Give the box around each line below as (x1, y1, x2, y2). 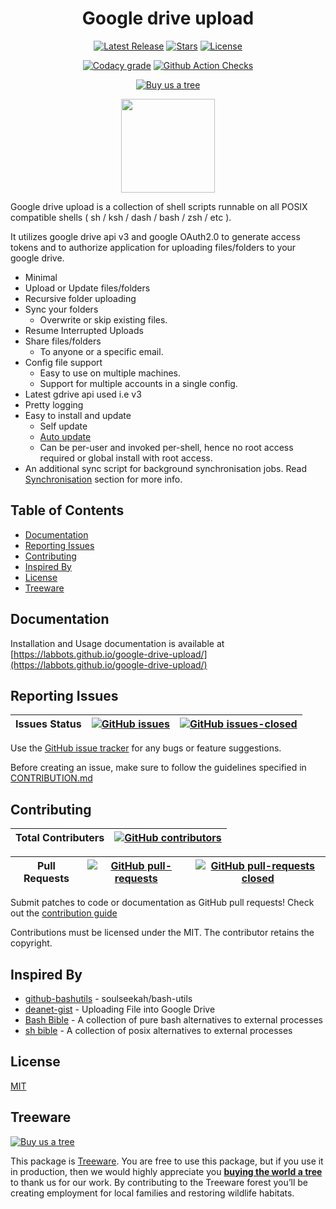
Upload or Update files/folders (24, 282, 151, 294)
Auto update (39, 430, 92, 442)
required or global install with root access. (39, 452, 213, 464)
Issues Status (15, 717, 82, 731)
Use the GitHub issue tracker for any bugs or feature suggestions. (10, 742, 282, 754)
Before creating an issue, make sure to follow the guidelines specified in (10, 762, 307, 774)
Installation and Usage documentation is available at (10, 637, 225, 649)
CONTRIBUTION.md (10, 772, 93, 784)
